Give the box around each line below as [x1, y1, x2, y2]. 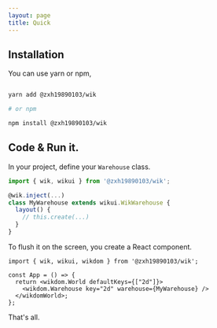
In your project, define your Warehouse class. [8, 162, 151, 171]
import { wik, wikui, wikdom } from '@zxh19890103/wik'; [8, 257, 199, 265]
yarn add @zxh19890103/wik [8, 91, 97, 99]
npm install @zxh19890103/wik [8, 120, 108, 127]
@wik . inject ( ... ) [8, 191, 65, 199]
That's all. [8, 312, 40, 322]
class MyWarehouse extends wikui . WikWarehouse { [8, 198, 171, 207]
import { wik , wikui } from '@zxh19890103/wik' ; [8, 177, 171, 185]
